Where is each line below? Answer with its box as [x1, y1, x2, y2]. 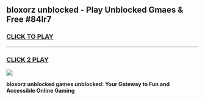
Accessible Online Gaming [6, 87, 75, 94]
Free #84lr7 [6, 15, 52, 25]
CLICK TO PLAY [6, 33, 54, 41]
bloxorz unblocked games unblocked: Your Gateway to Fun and [6, 80, 170, 87]
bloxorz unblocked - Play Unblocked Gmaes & [6, 5, 184, 15]
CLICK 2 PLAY [6, 55, 49, 64]
